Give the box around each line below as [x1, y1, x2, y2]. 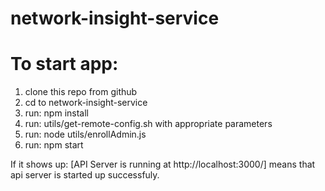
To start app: [10, 53, 119, 76]
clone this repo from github [24, 86, 138, 98]
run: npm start [24, 139, 84, 151]
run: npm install [24, 107, 89, 119]
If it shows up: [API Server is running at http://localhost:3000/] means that [10, 158, 316, 171]
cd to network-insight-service [24, 97, 148, 109]
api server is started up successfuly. [10, 169, 160, 181]
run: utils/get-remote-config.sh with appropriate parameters [24, 118, 273, 130]
